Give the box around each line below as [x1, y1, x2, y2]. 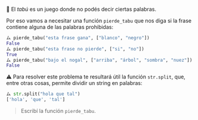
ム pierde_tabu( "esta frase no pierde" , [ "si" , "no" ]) [6, 46, 144, 52]
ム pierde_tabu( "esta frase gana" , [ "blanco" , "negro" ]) [6, 35, 150, 41]
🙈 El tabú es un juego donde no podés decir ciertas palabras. [6, 6, 157, 12]
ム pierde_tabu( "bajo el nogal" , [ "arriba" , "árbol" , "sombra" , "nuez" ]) [6, 57, 193, 63]
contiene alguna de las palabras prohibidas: [6, 24, 113, 30]
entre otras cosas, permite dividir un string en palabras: [6, 80, 143, 87]
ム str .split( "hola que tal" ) [6, 91, 81, 97]
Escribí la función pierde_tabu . [20, 108, 97, 114]
